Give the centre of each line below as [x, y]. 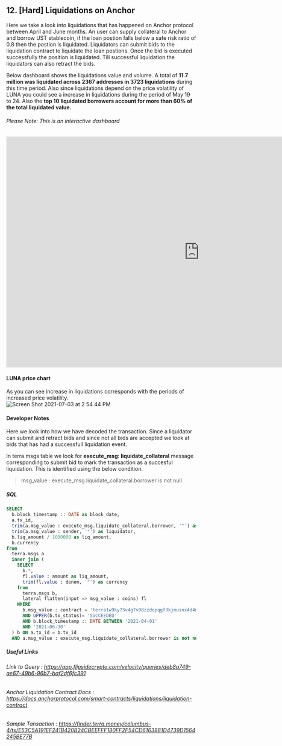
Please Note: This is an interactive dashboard [63, 121]
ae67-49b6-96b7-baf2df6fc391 [46, 674]
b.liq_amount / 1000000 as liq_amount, [62, 537]
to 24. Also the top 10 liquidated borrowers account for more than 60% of [99, 101]
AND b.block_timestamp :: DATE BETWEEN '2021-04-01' [90, 621]
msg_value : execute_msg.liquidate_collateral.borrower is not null [102, 480]
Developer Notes [28, 418]
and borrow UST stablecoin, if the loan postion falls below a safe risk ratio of [101, 38]
